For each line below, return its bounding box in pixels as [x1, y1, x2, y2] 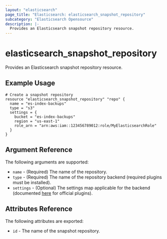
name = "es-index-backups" [10, 101, 67, 106]
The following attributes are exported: [5, 218, 84, 224]
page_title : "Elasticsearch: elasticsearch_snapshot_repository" [5, 12, 145, 17]
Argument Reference [5, 145, 73, 154]
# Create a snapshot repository [5, 92, 73, 97]
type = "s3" [10, 105, 35, 111]
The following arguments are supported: [5, 159, 89, 165]
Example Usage [5, 79, 55, 88]
